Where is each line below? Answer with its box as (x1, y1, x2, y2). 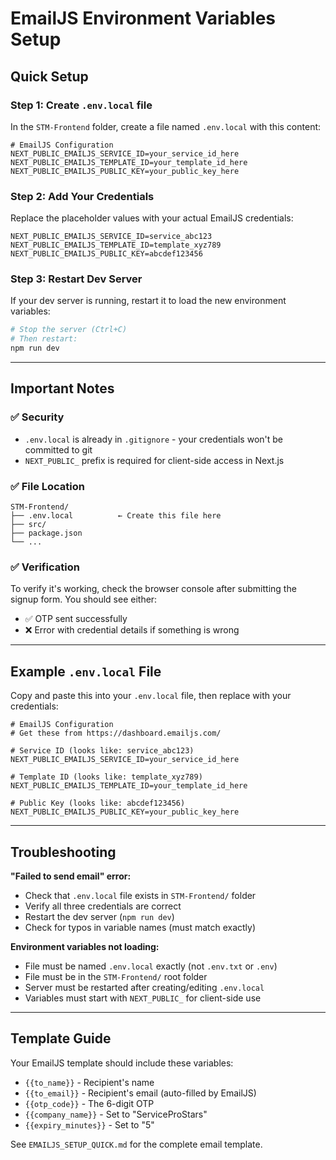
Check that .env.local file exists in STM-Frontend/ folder (24, 890, 257, 901)
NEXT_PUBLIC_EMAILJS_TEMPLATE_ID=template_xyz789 (10, 240, 222, 251)
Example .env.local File (10, 663, 162, 680)
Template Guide (10, 1030, 112, 1047)
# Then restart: (10, 334, 78, 344)
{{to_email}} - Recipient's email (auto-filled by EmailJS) (24, 1087, 257, 1099)
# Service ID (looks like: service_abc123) (10, 746, 195, 756)
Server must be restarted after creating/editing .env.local (24, 982, 265, 993)
